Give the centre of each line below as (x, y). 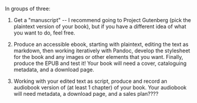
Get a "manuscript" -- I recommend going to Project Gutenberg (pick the (102, 20)
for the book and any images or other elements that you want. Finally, (98, 57)
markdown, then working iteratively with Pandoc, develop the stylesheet (102, 51)
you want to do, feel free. (44, 33)
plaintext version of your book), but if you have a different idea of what (100, 26)
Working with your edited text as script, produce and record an (90, 81)
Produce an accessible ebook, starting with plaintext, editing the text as (101, 44)
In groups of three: (28, 9)
